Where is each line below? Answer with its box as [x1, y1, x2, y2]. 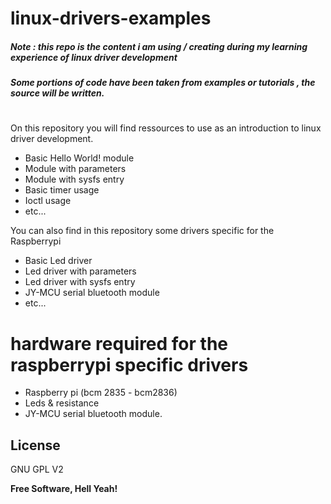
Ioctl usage [24, 195, 72, 207]
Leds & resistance [24, 397, 100, 409]
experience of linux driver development [10, 51, 178, 63]
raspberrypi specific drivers [10, 353, 249, 376]
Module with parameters [24, 163, 127, 175]
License [10, 437, 61, 454]
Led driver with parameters [24, 265, 137, 277]
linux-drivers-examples [10, 7, 212, 30]
